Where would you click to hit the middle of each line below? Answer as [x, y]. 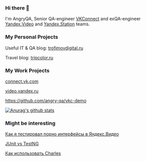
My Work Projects [27, 70]
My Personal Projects [32, 37]
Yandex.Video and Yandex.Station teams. [47, 24]
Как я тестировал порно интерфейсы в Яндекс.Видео [62, 134]
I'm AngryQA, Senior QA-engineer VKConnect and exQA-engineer [73, 19]
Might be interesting [30, 123]
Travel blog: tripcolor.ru [29, 57]
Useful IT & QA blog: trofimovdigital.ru [44, 48]
